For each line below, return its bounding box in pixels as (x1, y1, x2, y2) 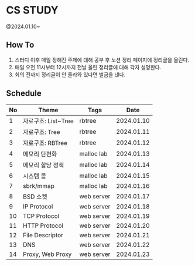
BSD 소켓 (23, 192, 48, 200)
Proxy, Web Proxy (23, 250, 72, 258)
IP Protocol (23, 202, 53, 210)
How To (6, 40, 35, 50)
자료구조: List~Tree (23, 117, 74, 125)
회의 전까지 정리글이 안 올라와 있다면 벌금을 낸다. (14, 71, 126, 78)
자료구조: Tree (23, 127, 60, 136)
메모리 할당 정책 (23, 161, 64, 169)
